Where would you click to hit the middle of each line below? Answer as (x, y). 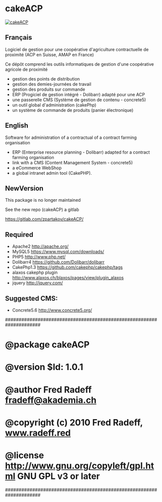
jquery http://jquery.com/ (37, 283)
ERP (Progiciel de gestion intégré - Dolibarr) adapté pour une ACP (79, 94)
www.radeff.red (38, 433)
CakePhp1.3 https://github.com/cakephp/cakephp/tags (68, 267)
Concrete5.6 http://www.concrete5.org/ (52, 310)
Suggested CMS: (31, 298)
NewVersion (24, 188)
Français (19, 38)
